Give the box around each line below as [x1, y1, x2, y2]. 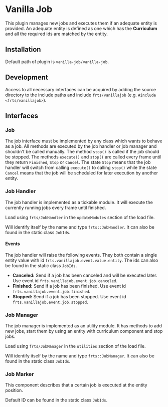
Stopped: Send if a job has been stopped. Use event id [12, 293, 126, 299]
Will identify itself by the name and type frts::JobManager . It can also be [5, 353, 154, 359]
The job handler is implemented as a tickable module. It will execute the [5, 199, 153, 205]
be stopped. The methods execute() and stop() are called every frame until [5, 154, 161, 160]
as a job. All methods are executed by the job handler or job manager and [5, 143, 157, 149]
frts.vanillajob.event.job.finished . [12, 288, 91, 294]
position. [5, 387, 24, 393]
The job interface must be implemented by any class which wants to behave [5, 138, 162, 144]
